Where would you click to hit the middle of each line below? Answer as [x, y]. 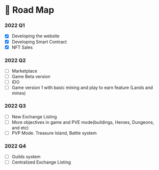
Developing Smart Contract [39, 42]
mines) [19, 93]
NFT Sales [22, 47]
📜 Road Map [29, 10]
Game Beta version [31, 77]
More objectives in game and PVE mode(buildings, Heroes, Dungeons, [83, 122]
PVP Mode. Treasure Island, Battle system [54, 133]
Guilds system [26, 156]
